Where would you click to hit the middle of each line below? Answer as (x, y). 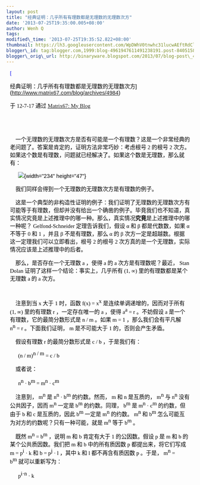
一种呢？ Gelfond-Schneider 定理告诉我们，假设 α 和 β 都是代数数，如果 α (100, 226)
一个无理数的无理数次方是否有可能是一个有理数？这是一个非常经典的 (103, 139)
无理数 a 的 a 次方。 (34, 279)
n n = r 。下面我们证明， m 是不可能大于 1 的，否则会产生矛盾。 (89, 328)
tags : (13, 34)
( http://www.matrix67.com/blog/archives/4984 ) (65, 93)
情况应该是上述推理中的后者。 (48, 249)
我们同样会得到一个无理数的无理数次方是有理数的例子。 (86, 189)
